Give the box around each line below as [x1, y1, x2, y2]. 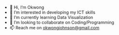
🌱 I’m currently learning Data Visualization [9, 15, 93, 20]
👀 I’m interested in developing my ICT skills [9, 9, 96, 15]
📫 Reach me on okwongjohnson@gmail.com [9, 25, 100, 30]
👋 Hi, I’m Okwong [9, 5, 45, 10]
